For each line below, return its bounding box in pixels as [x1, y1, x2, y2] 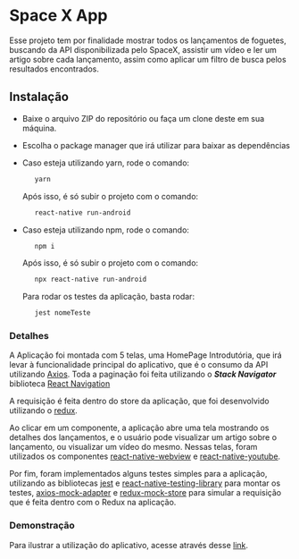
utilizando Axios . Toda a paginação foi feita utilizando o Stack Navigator [9, 368, 277, 380]
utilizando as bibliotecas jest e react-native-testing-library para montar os [9, 478, 281, 488]
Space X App [9, 5, 108, 26]
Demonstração [9, 520, 76, 532]
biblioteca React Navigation [9, 378, 111, 389]
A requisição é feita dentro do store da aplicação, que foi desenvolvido [9, 395, 270, 407]
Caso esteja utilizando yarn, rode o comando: [21, 157, 190, 168]
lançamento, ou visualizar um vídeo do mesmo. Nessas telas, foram [9, 442, 258, 453]
